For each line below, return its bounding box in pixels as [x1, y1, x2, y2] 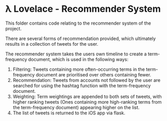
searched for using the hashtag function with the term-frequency [12, 83, 151, 89]
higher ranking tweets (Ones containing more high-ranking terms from [12, 98, 162, 105]
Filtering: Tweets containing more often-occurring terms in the [12, 66, 145, 72]
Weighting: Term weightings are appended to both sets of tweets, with [12, 93, 162, 99]
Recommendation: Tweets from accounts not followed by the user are [12, 77, 161, 83]
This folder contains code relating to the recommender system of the [5, 20, 152, 26]
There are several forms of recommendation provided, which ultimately [5, 35, 156, 42]
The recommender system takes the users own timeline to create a [5, 51, 147, 57]
